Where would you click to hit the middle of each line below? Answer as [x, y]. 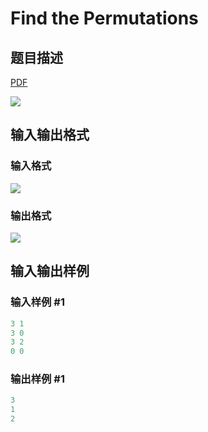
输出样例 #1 [37, 379]
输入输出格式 [50, 135]
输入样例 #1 [37, 302]
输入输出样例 [50, 271]
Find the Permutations [104, 18]
